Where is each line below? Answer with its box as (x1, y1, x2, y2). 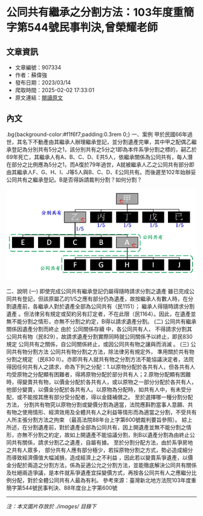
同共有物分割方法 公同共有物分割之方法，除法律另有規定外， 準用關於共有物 (6, 348, 195, 356)
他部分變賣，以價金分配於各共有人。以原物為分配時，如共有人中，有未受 (6, 386, 186, 393)
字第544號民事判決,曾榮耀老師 (6, 21, 158, 34)
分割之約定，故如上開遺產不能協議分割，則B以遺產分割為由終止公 (32, 431, 195, 439)
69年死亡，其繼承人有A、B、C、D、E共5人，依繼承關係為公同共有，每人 (6, 153, 188, 160)
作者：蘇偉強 (14, 71, 47, 79)
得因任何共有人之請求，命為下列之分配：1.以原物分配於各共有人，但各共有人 (6, 364, 195, 371)
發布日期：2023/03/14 (14, 79, 71, 86)
